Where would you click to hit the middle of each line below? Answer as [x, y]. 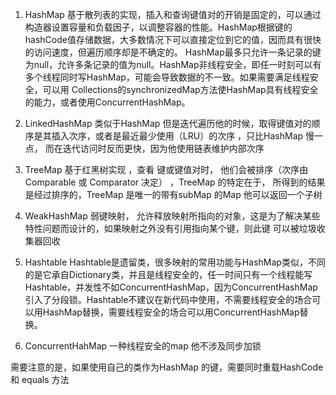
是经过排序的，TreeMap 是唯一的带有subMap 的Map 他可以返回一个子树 [173, 194]
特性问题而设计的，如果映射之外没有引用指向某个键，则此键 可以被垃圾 [170, 228]
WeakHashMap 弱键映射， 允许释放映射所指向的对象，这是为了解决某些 [172, 216]
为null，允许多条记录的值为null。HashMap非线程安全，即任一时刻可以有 [173, 64]
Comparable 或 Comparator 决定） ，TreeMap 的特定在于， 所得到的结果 [175, 182]
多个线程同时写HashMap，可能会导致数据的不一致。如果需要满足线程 [167, 77]
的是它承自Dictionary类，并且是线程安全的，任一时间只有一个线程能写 [168, 274]
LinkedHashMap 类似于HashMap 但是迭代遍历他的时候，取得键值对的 [168, 123]
